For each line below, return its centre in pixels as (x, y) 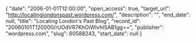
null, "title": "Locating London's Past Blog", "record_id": (73, 21)
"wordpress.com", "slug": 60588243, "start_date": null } (74, 34)
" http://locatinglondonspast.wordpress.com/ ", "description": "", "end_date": (98, 15)
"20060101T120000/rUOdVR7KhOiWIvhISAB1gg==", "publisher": (85, 27)
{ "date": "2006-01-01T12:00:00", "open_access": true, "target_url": (88, 9)
